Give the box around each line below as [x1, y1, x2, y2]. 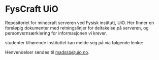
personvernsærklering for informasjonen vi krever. [5, 30, 107, 36]
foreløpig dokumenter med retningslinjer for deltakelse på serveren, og [5, 25, 149, 30]
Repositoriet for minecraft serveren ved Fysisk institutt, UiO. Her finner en [5, 20, 154, 26]
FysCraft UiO [5, 3, 59, 15]
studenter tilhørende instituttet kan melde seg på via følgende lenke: [5, 39, 144, 45]
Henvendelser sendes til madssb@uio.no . [5, 49, 90, 55]
